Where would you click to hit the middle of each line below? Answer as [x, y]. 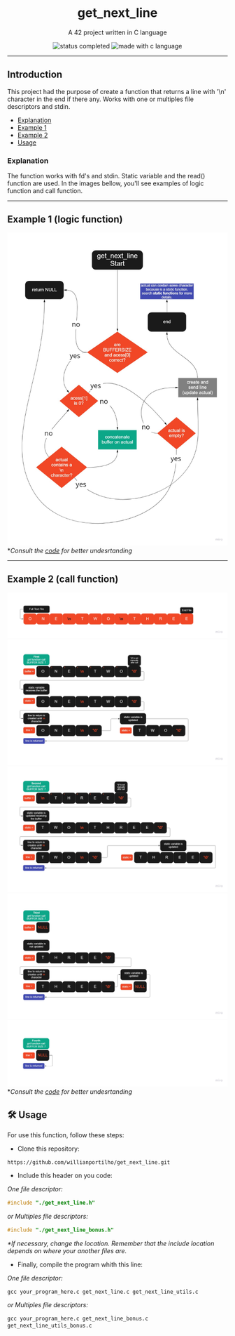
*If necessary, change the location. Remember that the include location [111, 1243]
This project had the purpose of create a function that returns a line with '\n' [117, 91]
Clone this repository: [48, 1149]
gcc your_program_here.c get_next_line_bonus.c [78, 1318]
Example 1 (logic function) [65, 219]
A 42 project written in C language [117, 32]
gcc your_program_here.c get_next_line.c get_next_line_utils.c [103, 1292]
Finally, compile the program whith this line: [80, 1264]
